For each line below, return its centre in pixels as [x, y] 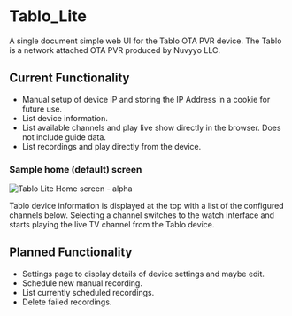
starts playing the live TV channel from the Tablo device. [112, 225]
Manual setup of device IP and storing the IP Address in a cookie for [146, 99]
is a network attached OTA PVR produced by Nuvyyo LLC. [115, 50]
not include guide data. [64, 137]
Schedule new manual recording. [82, 283]
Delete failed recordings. [67, 302]
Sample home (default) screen [76, 169]
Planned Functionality [71, 253]
